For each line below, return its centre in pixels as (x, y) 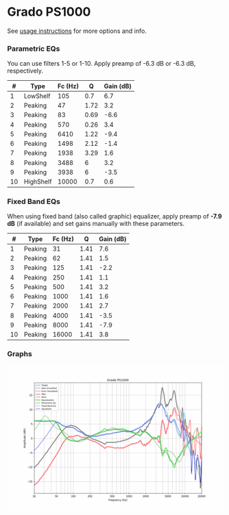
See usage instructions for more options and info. (77, 31)
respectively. (25, 71)
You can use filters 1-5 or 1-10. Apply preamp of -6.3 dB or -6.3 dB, (101, 64)
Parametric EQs (34, 49)
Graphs (20, 354)
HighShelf (38, 181)
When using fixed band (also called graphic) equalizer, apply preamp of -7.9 (114, 216)
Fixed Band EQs (34, 201)
